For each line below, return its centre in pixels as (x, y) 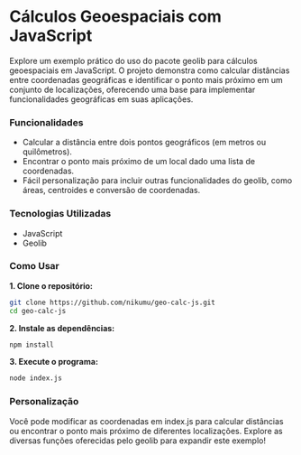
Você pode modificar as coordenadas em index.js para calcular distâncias (146, 421)
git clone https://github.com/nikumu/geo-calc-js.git (113, 302)
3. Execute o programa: (54, 362)
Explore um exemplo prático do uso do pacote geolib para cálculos (134, 60)
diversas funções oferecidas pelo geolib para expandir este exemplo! (137, 441)
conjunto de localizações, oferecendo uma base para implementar (132, 89)
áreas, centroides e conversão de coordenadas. (111, 190)
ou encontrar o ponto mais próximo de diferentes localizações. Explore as (146, 431)
